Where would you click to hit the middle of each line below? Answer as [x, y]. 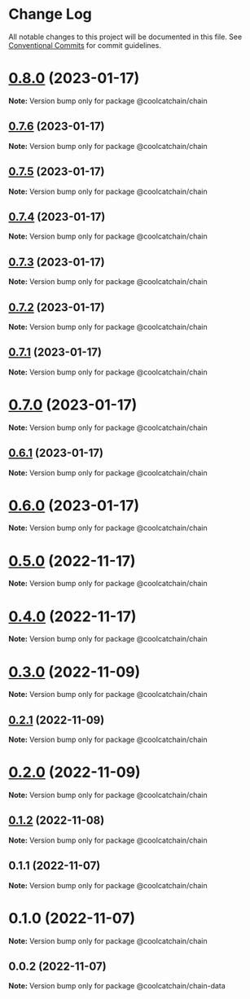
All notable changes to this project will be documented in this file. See [125, 37]
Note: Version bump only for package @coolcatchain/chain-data [117, 986]
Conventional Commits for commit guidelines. [85, 45]
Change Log [50, 14]
